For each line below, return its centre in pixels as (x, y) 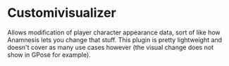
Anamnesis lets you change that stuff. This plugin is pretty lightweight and (115, 39)
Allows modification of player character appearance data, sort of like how (114, 32)
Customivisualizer (62, 13)
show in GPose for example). (49, 55)
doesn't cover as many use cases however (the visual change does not (110, 47)
